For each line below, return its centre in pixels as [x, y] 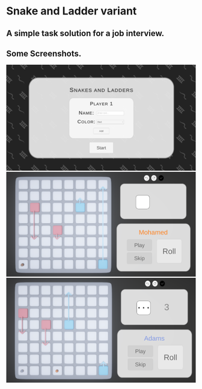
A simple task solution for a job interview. [85, 33]
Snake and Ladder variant [72, 11]
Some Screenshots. [44, 53]
